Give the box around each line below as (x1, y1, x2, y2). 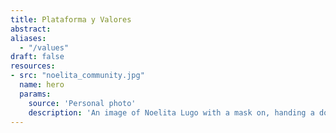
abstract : (10, 24, 52, 34)
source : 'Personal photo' (28, 98, 137, 108)
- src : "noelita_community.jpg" (10, 71, 145, 81)
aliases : (10, 33, 47, 43)
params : (19, 89, 52, 99)
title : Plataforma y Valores (10, 14, 132, 25)
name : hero (19, 80, 65, 90)
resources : (10, 61, 56, 71)
